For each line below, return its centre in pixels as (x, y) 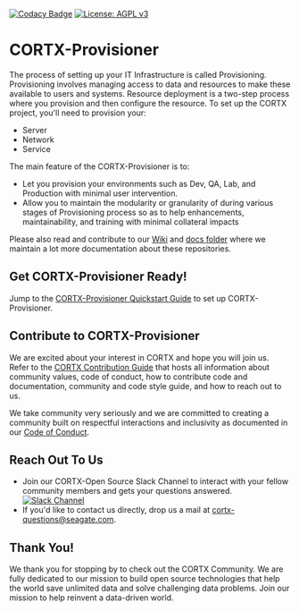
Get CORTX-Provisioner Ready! (98, 277)
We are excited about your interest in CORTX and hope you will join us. (139, 357)
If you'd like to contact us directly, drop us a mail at (116, 510)
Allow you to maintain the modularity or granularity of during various (148, 202)
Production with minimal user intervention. (100, 193)
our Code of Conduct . (50, 432)
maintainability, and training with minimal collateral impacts (130, 221)
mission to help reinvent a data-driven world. (91, 598)
